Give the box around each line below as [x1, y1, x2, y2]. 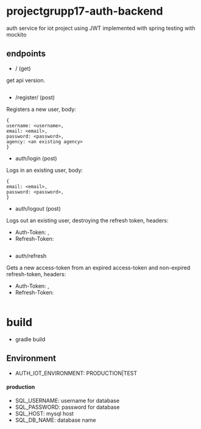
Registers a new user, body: [6, 105, 76, 113]
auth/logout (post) [15, 205, 61, 212]
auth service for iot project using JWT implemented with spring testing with [6, 24, 196, 32]
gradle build [15, 335, 46, 342]
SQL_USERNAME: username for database [15, 397, 120, 404]
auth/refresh [15, 252, 47, 260]
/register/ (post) [15, 93, 55, 101]
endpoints [6, 49, 46, 59]
